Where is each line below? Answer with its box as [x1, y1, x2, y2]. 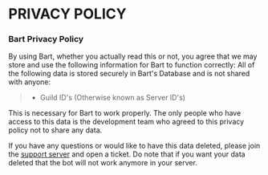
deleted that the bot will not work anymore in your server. [8, 158, 198, 168]
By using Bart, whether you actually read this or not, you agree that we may [8, 51, 258, 61]
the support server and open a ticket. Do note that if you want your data [8, 149, 246, 159]
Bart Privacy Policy [8, 34, 84, 45]
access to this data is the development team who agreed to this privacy [8, 117, 245, 127]
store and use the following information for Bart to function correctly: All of [8, 60, 255, 70]
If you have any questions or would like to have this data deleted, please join [8, 141, 261, 151]
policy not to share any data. [8, 125, 103, 135]
